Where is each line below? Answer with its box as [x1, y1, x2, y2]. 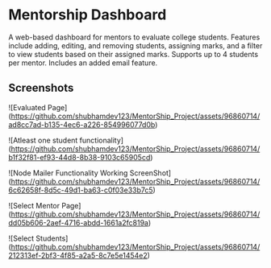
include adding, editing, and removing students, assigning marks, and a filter [8, 40, 263, 50]
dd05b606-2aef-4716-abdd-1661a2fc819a [8, 217, 149, 227]
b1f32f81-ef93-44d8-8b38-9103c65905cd [8, 152, 151, 162]
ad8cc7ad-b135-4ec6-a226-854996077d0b [8, 119, 156, 130]
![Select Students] [8, 233, 69, 243]
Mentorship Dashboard [8, 6, 167, 24]
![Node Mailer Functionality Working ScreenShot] [8, 167, 172, 178]
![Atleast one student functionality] [8, 135, 123, 145]
